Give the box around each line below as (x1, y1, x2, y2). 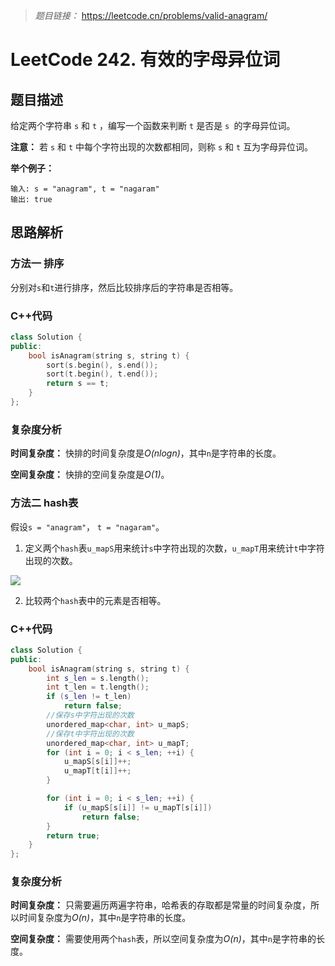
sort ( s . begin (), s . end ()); (46, 360, 159, 370)
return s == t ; (46, 379, 110, 389)
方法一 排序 (10, 257, 65, 271)
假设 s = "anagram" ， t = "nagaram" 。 (10, 520, 165, 533)
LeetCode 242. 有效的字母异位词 (10, 49, 281, 71)
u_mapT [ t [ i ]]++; (63, 766, 132, 776)
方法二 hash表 (10, 496, 79, 510)
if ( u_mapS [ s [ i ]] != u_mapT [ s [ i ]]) (63, 802, 213, 813)
